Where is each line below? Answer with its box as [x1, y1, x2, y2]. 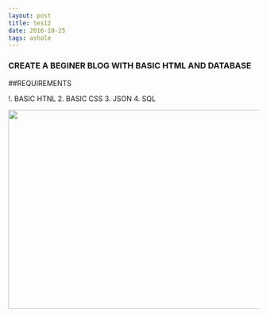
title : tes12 [8, 19, 52, 27]
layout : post [8, 11, 52, 20]
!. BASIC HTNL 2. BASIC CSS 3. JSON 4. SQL [8, 93, 157, 104]
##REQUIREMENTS [8, 78, 72, 88]
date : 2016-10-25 [8, 26, 66, 34]
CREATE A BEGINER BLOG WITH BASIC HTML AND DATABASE [8, 61, 252, 72]
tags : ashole [8, 33, 52, 42]
